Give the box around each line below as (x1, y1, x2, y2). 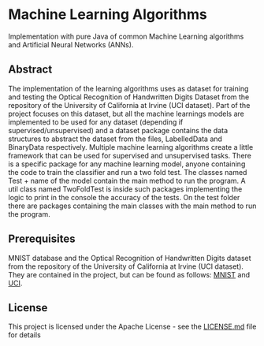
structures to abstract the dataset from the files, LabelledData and (8, 134, 223, 143)
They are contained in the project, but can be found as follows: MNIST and (8, 270, 251, 279)
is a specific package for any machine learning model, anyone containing (8, 159, 246, 169)
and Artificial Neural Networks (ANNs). (8, 39, 134, 49)
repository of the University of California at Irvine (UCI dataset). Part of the (8, 100, 251, 110)
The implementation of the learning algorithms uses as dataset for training (8, 84, 249, 93)
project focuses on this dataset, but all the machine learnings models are (8, 109, 244, 118)
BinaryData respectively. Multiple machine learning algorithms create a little (8, 142, 254, 151)
